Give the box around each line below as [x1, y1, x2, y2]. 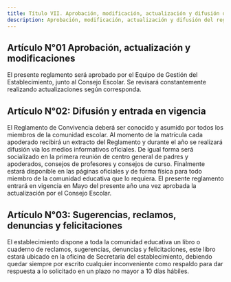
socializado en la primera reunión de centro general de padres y [7, 152, 189, 161]
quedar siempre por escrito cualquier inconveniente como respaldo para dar [7, 259, 223, 268]
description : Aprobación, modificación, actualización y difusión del [7, 16, 214, 23]
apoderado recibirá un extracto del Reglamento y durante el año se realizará [7, 138, 223, 146]
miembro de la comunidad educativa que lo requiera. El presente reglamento [7, 174, 224, 183]
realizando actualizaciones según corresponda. [7, 85, 142, 93]
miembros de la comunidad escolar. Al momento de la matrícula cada [7, 131, 203, 139]
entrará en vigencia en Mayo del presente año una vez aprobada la [7, 182, 197, 190]
